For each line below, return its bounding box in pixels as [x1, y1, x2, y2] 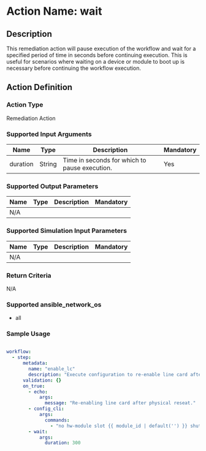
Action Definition [6, 82, 72, 93]
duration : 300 [45, 440, 81, 446]
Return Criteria [6, 271, 51, 279]
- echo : [28, 388, 48, 395]
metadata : [22, 360, 48, 366]
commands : [45, 417, 70, 423]
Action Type [6, 100, 44, 109]
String [39, 159, 57, 168]
